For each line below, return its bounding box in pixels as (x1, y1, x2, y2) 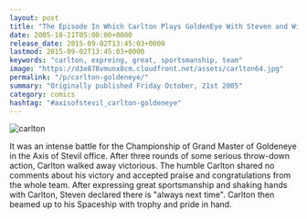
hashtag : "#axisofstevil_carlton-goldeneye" (9, 98, 182, 108)
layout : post (9, 13, 59, 23)
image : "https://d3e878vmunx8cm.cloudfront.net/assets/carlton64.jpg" (9, 65, 284, 74)
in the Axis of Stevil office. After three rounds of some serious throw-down (9, 151, 291, 162)
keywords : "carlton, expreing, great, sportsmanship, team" (9, 56, 244, 65)
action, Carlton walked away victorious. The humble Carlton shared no (9, 161, 275, 172)
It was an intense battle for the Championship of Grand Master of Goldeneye (9, 141, 297, 151)
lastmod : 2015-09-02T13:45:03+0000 (9, 47, 145, 57)
